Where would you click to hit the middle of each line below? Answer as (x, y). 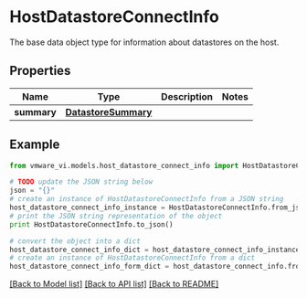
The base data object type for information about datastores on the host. (144, 42)
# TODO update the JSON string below (81, 182)
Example (35, 145)
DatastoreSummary (109, 112)
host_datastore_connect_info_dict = (79, 250)
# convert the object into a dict (75, 241)
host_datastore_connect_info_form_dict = (90, 267)
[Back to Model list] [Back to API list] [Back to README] (114, 284)
